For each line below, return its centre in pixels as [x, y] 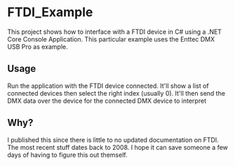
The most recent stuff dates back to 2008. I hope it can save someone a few [117, 147]
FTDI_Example [50, 12]
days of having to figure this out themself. [67, 155]
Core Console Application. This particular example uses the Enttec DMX [111, 39]
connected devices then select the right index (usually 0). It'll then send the [116, 93]
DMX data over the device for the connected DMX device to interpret [107, 101]
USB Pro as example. [38, 46]
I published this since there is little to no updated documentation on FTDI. [113, 140]
